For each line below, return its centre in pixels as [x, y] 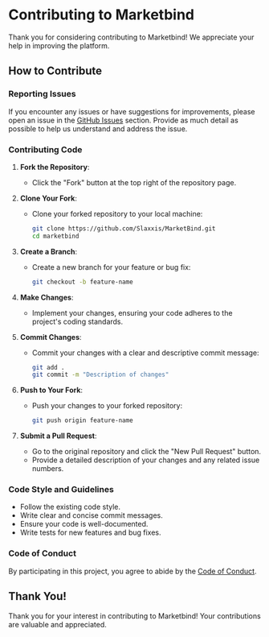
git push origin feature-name [83, 420]
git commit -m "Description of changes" [100, 375]
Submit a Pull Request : [58, 436]
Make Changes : [47, 297]
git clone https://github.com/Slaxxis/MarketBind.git [124, 228]
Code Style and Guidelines [61, 490]
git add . [49, 367]
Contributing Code [45, 149]
